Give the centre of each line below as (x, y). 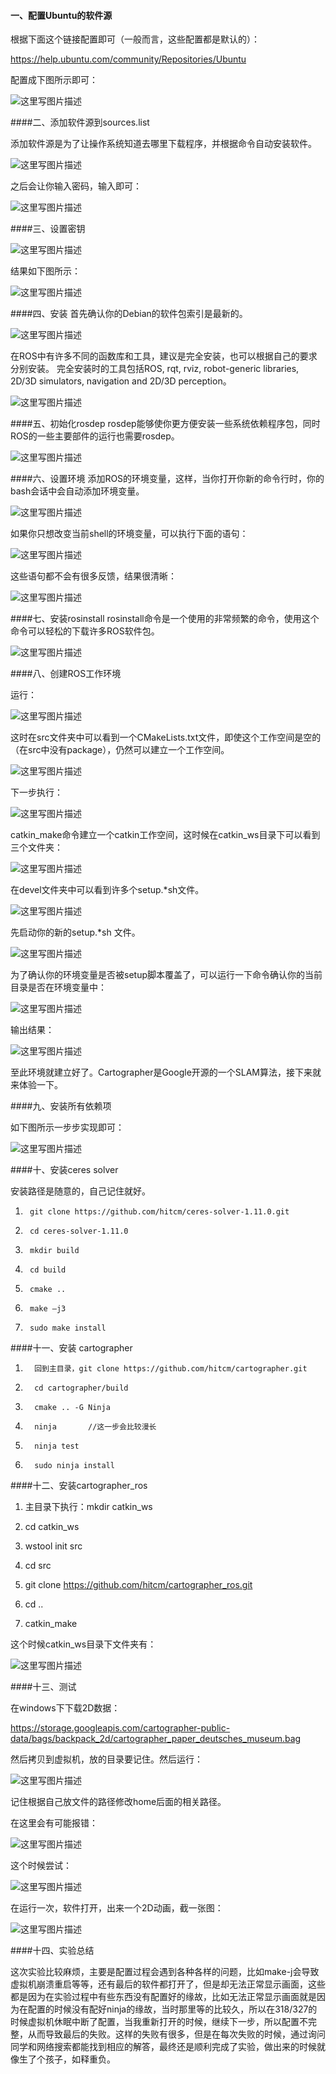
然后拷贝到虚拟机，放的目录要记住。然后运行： (106, 1759)
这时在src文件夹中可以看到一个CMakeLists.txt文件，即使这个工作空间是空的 (166, 737)
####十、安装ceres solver (64, 1170)
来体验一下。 (36, 1085)
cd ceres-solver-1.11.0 (79, 1231)
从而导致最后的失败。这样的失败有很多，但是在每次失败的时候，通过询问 (176, 2034)
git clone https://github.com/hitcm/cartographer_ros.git (138, 1585)
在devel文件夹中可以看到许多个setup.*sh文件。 (107, 890)
